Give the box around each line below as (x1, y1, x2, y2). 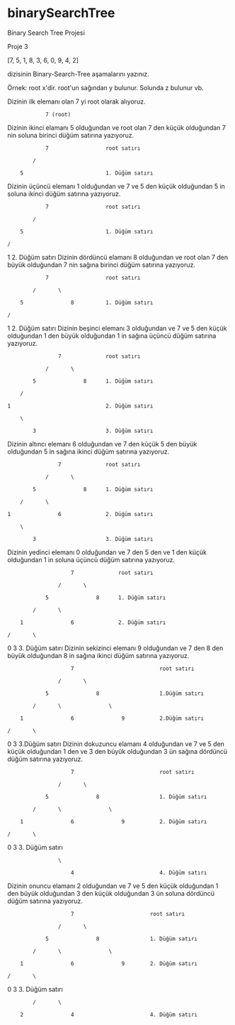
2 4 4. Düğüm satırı (20, 1011, 198, 1018)
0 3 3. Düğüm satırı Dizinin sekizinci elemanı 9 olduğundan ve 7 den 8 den (7, 644, 224, 652)
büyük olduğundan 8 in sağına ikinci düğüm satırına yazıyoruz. (7, 651, 190, 659)
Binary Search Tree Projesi (7, 28, 85, 37)
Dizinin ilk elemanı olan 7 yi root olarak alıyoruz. (7, 97, 146, 106)
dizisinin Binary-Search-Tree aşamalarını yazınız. (7, 70, 150, 78)
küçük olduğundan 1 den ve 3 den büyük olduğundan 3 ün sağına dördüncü (7, 747, 228, 755)
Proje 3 (7, 42, 28, 50)
